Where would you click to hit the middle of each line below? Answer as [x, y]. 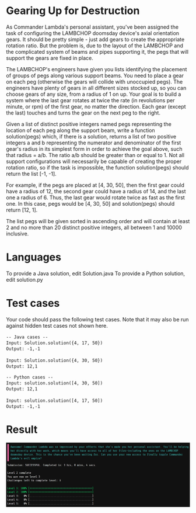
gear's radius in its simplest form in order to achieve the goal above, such [94, 149]
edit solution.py [24, 279]
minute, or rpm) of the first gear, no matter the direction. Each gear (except [96, 106]
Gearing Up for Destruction [73, 11]
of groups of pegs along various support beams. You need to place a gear [95, 75]
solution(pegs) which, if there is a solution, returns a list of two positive [91, 136]
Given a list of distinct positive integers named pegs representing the [89, 124]
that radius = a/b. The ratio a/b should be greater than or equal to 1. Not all [95, 155]
